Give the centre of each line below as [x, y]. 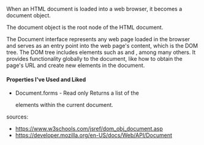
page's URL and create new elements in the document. [76, 65]
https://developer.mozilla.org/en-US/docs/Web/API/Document [94, 135]
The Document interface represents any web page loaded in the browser [98, 39]
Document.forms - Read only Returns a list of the [77, 93]
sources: [17, 117]
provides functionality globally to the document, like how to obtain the [94, 59]
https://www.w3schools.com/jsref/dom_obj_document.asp [89, 129]
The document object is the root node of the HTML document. [85, 27]
